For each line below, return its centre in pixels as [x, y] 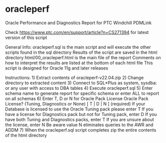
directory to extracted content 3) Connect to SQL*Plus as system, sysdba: [81, 83]
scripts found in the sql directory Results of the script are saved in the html [81, 52]
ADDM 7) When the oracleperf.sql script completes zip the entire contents [81, 130]
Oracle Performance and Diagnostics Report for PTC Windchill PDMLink [79, 23]
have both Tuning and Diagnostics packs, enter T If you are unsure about [80, 119]
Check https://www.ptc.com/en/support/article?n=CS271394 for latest [77, 32]
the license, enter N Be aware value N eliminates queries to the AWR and [79, 125]
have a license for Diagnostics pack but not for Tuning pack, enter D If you [81, 114]
